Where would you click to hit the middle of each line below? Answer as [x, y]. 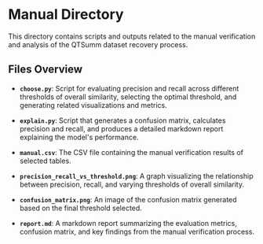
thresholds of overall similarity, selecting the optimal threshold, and [128, 97]
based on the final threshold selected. [81, 208]
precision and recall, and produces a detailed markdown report [121, 128]
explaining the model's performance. [79, 137]
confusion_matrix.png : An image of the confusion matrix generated [128, 199]
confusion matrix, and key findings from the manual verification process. [137, 231]
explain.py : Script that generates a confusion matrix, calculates [122, 120]
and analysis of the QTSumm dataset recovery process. [98, 44]
